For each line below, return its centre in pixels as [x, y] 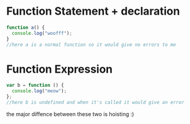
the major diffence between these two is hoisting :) [70, 114]
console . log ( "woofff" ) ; [42, 33]
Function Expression [60, 69]
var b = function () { [35, 86]
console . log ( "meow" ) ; [39, 91]
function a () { [26, 27]
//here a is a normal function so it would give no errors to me [91, 45]
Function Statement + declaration [93, 11]
